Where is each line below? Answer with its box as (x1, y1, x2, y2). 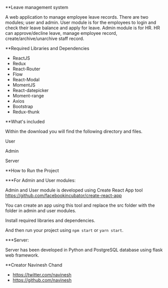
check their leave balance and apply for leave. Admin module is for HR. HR (5, 25, 160, 31)
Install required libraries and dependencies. (5, 217, 95, 223)
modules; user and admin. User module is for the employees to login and (5, 20, 156, 25)
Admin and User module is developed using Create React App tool (5, 187, 143, 193)
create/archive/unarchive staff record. (5, 35, 84, 41)
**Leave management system (5, 5, 69, 10)
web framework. (5, 252, 39, 258)
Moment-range (12, 93, 44, 99)
